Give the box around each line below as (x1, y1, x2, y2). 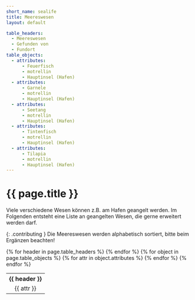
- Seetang (21, 107, 46, 113)
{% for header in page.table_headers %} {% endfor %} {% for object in (6, 248, 179, 255)
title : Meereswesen (6, 14, 54, 20)
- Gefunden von (11, 41, 49, 47)
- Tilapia (21, 151, 46, 157)
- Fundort (11, 47, 35, 53)
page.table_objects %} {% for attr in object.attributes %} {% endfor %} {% (6, 255, 187, 262)
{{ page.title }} (6, 187, 79, 200)
